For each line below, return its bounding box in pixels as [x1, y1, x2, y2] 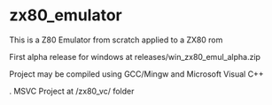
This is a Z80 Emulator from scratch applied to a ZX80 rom [9, 34, 223, 45]
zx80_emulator [9, 5, 122, 26]
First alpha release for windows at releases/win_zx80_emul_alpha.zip [9, 51, 261, 62]
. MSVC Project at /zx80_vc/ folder [9, 86, 135, 96]
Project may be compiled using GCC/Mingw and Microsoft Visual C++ [9, 68, 264, 79]
